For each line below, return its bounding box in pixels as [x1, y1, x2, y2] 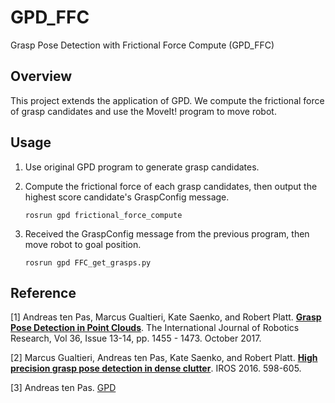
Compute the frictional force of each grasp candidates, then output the [24, 180, 318, 192]
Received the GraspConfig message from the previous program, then [24, 227, 310, 240]
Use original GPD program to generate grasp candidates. [24, 161, 260, 173]
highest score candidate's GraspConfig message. [24, 191, 230, 203]
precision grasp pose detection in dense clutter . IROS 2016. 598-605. [10, 362, 302, 375]
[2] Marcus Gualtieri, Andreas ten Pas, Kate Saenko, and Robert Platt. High [10, 352, 318, 364]
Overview [10, 68, 73, 85]
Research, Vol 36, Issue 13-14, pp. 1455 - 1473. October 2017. [10, 332, 262, 345]
